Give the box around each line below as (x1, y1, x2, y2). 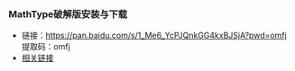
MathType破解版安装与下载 (8, 7, 128, 20)
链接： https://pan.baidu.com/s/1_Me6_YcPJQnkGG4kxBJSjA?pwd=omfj (21, 30, 287, 41)
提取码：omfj (21, 41, 71, 52)
